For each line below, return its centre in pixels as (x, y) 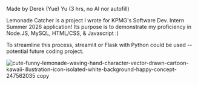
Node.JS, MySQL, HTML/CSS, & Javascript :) (63, 33)
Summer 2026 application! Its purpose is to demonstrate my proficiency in (99, 27)
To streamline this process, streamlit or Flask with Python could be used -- (99, 45)
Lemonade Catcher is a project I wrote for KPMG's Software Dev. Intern (95, 20)
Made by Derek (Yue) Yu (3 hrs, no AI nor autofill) (68, 9)
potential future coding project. (45, 51)
